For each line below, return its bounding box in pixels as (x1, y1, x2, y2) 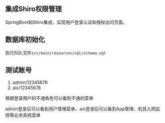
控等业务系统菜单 (5, 112, 41, 118)
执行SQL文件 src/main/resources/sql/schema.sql (5, 49, 106, 55)
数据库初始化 (5, 35, 45, 44)
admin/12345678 (12, 80, 48, 86)
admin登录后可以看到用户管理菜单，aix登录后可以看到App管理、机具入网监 (5, 106, 160, 112)
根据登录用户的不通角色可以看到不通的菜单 (5, 95, 94, 101)
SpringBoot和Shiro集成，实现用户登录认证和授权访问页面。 (5, 19, 127, 25)
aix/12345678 (12, 85, 41, 91)
